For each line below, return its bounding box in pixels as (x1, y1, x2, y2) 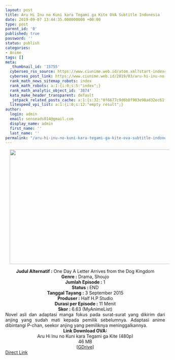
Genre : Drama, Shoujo (61, 273, 110, 280)
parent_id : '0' (5, 26, 38, 32)
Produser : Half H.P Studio (57, 295, 113, 301)
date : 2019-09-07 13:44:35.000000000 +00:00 (5, 17, 101, 22)
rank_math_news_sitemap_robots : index (10, 78, 92, 84)
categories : (5, 45, 30, 50)
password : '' (5, 36, 33, 41)
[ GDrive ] (76, 344, 94, 350)
